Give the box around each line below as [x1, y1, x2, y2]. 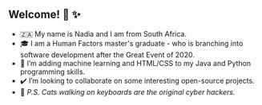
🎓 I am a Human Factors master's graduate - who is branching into [19, 38, 244, 48]
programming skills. [19, 67, 86, 76]
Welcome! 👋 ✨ [8, 8, 81, 21]
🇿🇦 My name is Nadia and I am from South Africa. [19, 29, 187, 38]
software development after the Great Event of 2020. [19, 49, 195, 60]
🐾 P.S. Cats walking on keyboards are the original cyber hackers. [19, 87, 236, 96]
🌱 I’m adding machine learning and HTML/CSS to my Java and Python [19, 58, 251, 68]
